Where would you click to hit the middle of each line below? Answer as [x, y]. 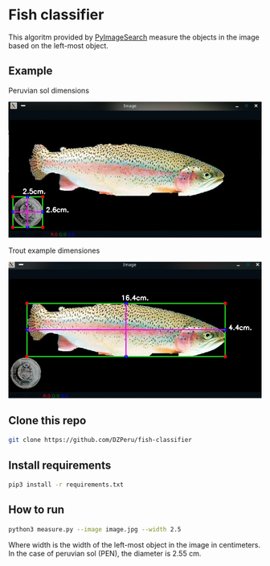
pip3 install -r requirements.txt [66, 485]
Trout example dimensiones [54, 250]
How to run [37, 510]
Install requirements [60, 465]
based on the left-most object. [58, 45]
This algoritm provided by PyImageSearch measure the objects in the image [134, 37]
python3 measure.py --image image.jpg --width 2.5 [95, 529]
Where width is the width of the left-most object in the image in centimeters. [135, 544]
